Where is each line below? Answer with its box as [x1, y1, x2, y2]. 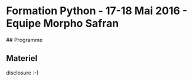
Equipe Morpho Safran [6, 17, 119, 30]
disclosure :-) [6, 69, 39, 76]
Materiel [6, 53, 38, 63]
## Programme [6, 36, 43, 43]
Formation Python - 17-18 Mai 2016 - [6, 4, 188, 18]
